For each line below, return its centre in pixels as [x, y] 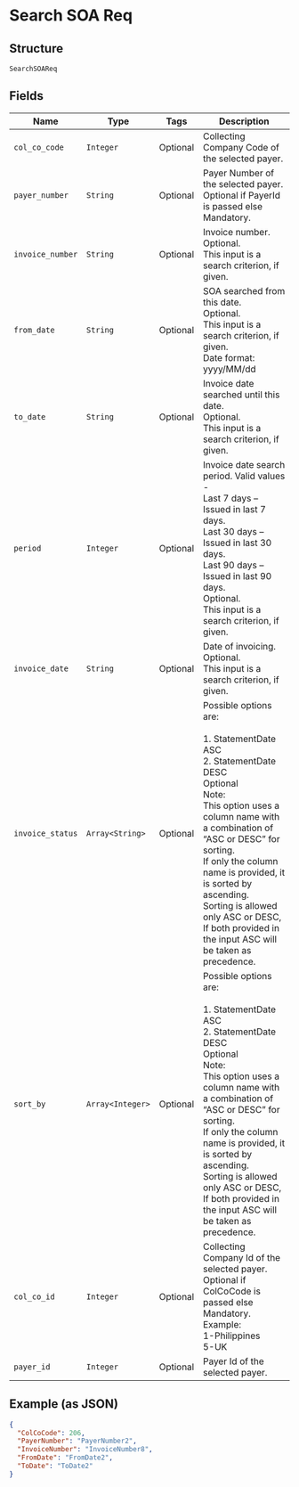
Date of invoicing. [240, 646]
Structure [36, 49]
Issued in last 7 [235, 509]
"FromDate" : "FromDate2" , [65, 1458]
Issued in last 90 [238, 576]
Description [244, 121]
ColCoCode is [232, 1291]
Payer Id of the [234, 1361]
